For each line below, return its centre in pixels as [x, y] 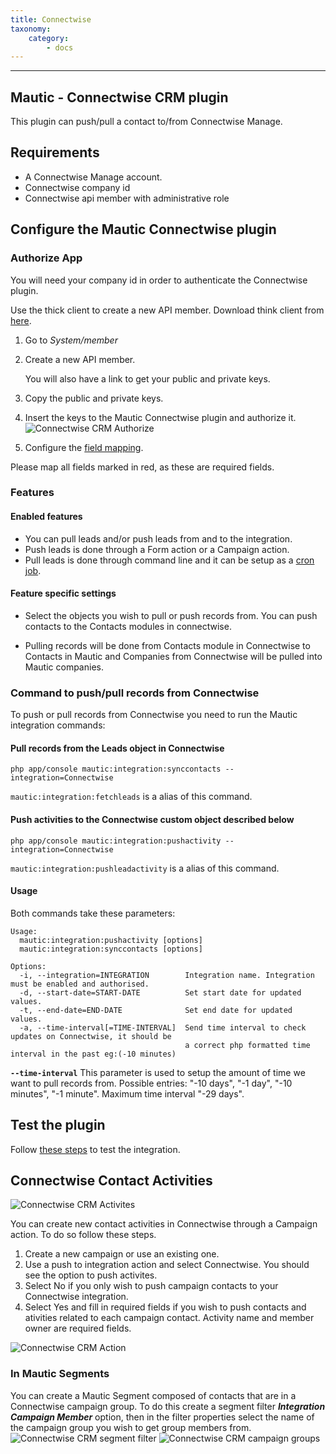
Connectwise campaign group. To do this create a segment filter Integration [168, 1406]
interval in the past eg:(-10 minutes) [93, 1054]
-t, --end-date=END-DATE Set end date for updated [156, 1010]
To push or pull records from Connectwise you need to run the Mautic [154, 715]
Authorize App [46, 258]
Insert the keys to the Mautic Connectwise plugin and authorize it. [160, 417]
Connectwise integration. [76, 1297]
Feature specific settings [63, 593]
